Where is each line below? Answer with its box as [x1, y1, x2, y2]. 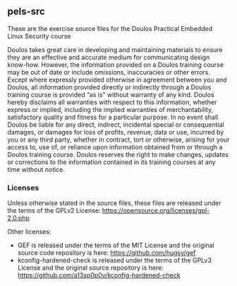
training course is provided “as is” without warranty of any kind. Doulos [7, 90, 215, 99]
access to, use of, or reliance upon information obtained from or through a [7, 142, 223, 151]
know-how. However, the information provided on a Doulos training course [7, 60, 224, 69]
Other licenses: [7, 228, 51, 236]
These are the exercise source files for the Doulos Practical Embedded [7, 24, 213, 32]
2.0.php [7, 214, 30, 223]
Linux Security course [7, 32, 71, 40]
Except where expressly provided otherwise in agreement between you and [7, 75, 227, 84]
